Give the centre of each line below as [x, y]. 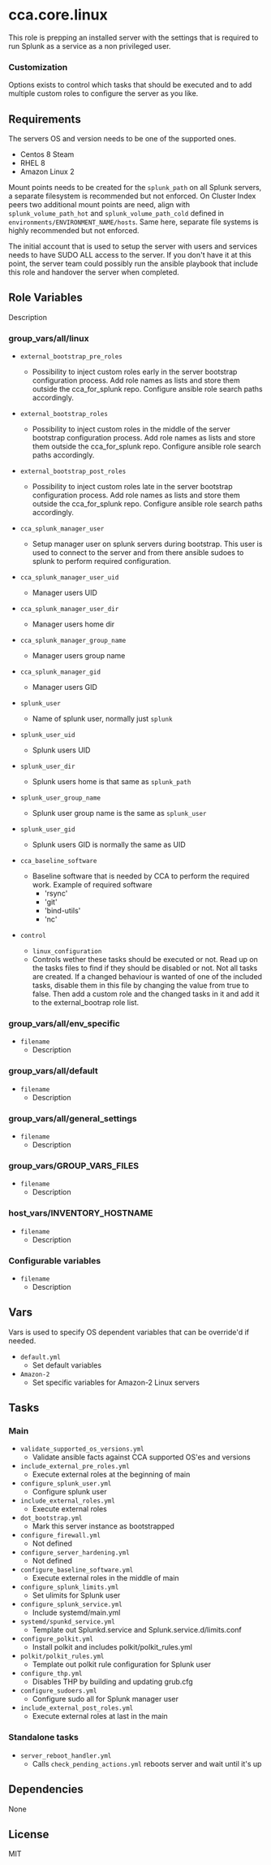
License [29, 1834]
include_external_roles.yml [67, 1501]
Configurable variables [55, 1260]
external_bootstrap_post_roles [73, 472]
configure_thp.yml [51, 1674]
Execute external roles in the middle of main [106, 1578]
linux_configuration [67, 952]
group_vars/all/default [54, 1071]
